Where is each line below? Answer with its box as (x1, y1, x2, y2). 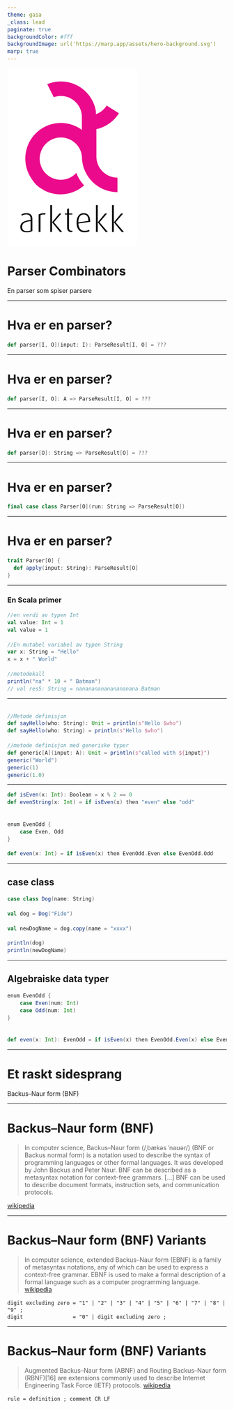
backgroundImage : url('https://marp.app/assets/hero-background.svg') (7, 40, 217, 48)
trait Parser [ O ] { (7, 557, 61, 564)
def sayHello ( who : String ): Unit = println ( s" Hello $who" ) (7, 720, 182, 727)
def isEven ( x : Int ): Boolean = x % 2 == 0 (7, 792, 132, 799)
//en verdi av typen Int (7, 612, 79, 619)
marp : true (7, 48, 39, 55)
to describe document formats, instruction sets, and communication (24, 1180, 219, 1189)
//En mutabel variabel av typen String (7, 641, 123, 648)
